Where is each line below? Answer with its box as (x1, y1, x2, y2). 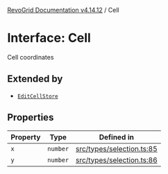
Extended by (7, 73, 63, 85)
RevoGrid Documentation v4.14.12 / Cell (7, 6, 119, 14)
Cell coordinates (7, 53, 54, 61)
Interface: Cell (7, 31, 92, 46)
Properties (7, 112, 54, 123)
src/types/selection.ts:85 (75, 143, 158, 153)
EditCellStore (17, 93, 58, 100)
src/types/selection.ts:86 (75, 155, 158, 165)
